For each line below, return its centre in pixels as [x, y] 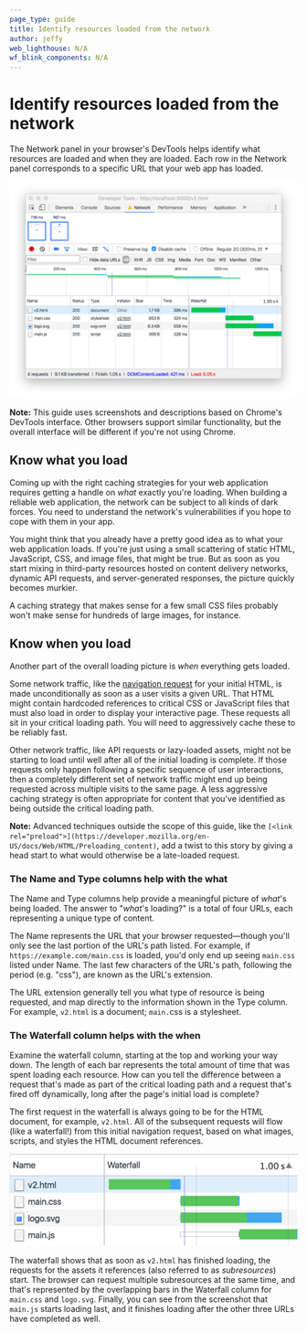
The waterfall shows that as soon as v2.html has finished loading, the [140, 1261]
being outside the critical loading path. [82, 808]
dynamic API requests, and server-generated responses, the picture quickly [152, 578]
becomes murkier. [43, 587]
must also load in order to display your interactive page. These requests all [150, 712]
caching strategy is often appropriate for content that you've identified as [148, 798]
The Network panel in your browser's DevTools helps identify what [135, 149]
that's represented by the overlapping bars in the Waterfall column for [141, 1290]
